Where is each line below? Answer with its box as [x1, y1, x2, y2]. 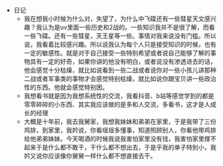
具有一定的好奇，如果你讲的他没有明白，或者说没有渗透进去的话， [30, 58, 217, 65]
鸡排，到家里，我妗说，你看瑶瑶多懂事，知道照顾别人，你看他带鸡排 [23, 126, 217, 134]
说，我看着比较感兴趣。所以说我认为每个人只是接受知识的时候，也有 [23, 40, 217, 48]
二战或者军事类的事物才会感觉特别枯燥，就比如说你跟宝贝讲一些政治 [23, 75, 217, 82]
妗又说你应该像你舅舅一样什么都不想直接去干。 [23, 152, 156, 160]
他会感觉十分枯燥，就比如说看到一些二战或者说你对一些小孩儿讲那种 [23, 66, 217, 74]
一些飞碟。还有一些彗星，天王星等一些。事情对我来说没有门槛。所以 [23, 32, 217, 40]
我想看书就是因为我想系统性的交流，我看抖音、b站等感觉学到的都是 [23, 92, 215, 99]
